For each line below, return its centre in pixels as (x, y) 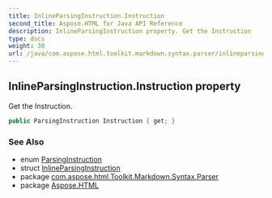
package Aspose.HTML (59, 185)
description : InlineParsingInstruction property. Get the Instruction (130, 31)
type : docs (27, 39)
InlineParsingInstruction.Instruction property (125, 86)
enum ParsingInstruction (61, 159)
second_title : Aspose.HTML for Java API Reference (96, 24)
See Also (26, 141)
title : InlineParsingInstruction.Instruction (86, 16)
